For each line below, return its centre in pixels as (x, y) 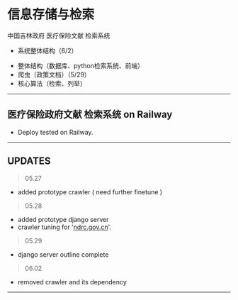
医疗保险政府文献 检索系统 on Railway (90, 115)
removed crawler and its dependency (72, 282)
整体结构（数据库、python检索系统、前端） (80, 65)
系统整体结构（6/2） (47, 50)
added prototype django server (63, 219)
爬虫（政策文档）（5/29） (54, 74)
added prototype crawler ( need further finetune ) (90, 191)
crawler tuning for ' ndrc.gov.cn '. (64, 227)
